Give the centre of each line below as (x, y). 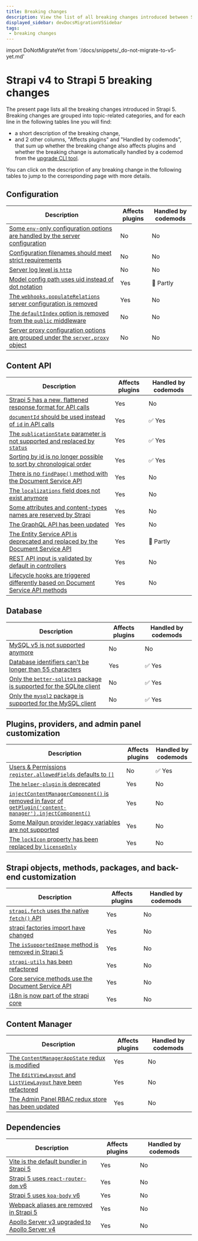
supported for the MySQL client (52, 703)
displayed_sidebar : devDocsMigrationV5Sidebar (64, 22)
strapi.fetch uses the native (49, 911)
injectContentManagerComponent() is (59, 794)
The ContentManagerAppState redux (57, 1058)
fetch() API (25, 918)
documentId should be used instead (57, 416)
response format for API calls (49, 407)
